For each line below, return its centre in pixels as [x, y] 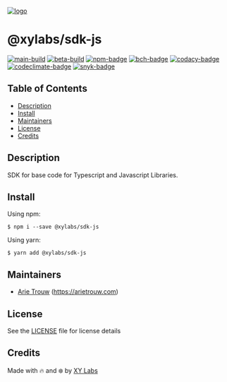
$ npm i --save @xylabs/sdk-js [53, 227]
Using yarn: [24, 240]
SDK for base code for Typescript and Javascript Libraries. [93, 175]
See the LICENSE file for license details [64, 331]
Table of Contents [48, 89]
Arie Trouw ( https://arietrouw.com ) [68, 292]
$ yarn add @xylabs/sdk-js [47, 253]
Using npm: [24, 214]
